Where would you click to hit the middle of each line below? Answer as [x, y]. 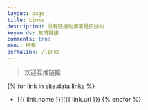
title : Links [26, 20]
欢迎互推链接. [43, 72]
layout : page [26, 13]
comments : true [29, 39]
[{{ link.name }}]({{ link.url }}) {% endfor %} [79, 99]
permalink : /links [34, 52]
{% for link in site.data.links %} [51, 86]
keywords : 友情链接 [33, 33]
